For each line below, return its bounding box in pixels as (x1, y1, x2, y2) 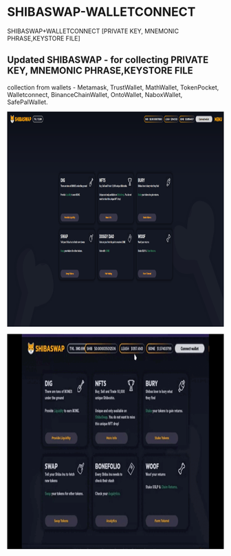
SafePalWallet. (7, 98, 48, 106)
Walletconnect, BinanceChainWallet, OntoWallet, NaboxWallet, (7, 90, 183, 98)
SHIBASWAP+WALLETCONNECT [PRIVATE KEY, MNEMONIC (7, 27, 179, 35)
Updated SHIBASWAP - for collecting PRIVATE (7, 54, 209, 66)
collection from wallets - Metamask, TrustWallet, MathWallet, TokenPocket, (7, 83, 219, 92)
